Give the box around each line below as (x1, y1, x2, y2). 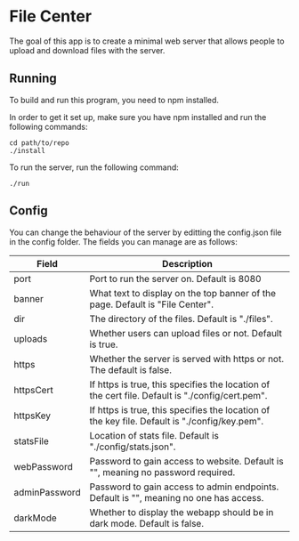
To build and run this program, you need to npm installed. (9, 94, 220, 105)
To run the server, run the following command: (9, 162, 180, 173)
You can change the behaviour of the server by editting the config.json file (9, 227, 282, 238)
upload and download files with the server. (9, 44, 166, 55)
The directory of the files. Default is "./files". (89, 312, 273, 325)
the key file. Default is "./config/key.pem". (89, 415, 264, 427)
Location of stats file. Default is (89, 429, 220, 441)
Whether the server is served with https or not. (89, 352, 285, 365)
